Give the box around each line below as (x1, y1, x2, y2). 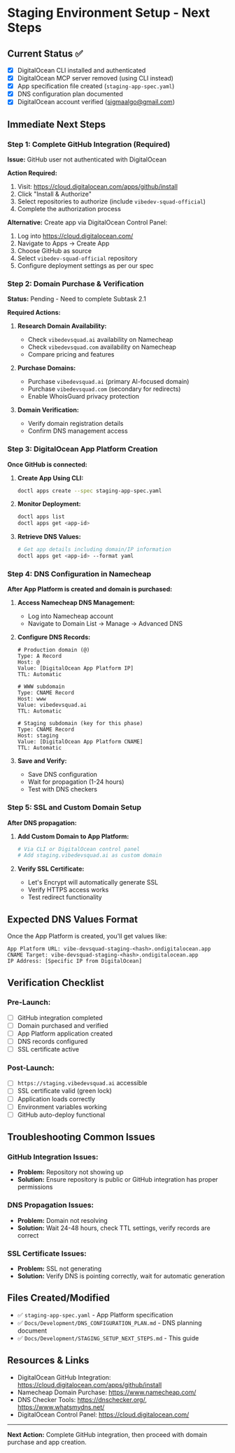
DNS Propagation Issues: (7, 1201, 94, 1210)
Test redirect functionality (27, 893, 103, 901)
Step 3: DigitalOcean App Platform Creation (7, 444, 158, 454)
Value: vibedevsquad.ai (17, 701, 87, 709)
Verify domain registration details (27, 420, 124, 428)
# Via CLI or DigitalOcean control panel (17, 845, 140, 852)
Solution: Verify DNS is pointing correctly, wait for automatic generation (17, 1272, 225, 1280)
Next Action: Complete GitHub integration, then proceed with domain (7, 1430, 208, 1438)
